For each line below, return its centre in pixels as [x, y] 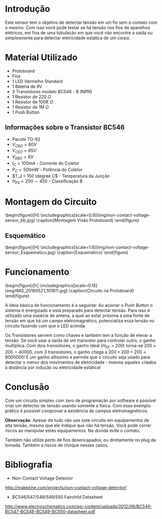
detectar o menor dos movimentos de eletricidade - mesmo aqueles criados [81, 362]
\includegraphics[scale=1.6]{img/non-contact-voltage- [95, 247]
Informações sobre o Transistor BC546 [65, 127]
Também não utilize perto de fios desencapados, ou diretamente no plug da [81, 440]
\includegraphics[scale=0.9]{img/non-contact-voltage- [96, 215]
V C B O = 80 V [24, 145]
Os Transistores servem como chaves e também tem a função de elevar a [79, 335]
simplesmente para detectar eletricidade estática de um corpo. [68, 38]
